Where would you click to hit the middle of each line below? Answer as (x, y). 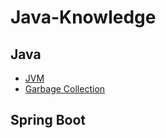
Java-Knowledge (83, 17)
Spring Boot (48, 120)
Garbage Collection (65, 89)
